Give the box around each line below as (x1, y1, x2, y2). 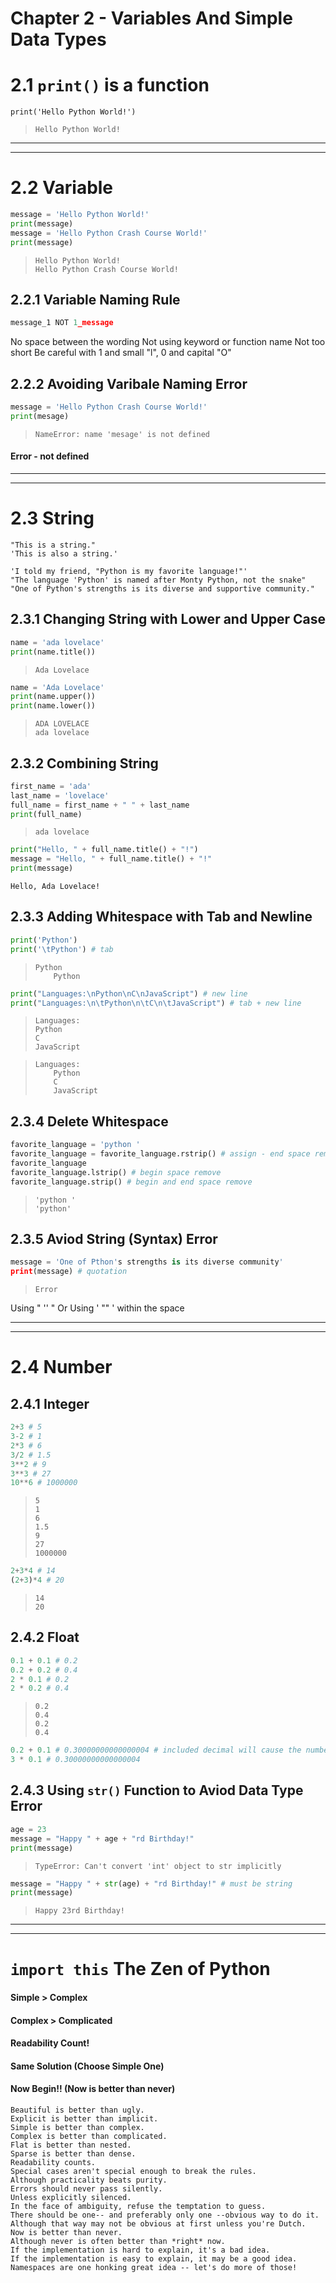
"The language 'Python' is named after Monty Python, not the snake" (10, 575, 307, 585)
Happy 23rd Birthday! (34, 1906, 125, 1916)
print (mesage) (10, 411, 70, 421)
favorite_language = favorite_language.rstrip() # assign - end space (10, 1149, 311, 1159)
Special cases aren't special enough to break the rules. (10, 2167, 257, 2177)
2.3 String (10, 507, 95, 530)
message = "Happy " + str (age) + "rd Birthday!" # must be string (10, 1878, 293, 1889)
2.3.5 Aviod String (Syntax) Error (10, 1230, 218, 1247)
